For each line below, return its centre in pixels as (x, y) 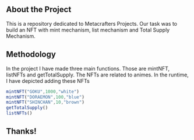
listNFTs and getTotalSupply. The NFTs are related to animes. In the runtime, (98, 75)
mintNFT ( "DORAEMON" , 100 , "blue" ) (45, 97)
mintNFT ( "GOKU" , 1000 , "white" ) (43, 92)
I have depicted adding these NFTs (48, 80)
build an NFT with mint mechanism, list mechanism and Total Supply (88, 30)
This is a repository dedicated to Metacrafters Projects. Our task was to (92, 23)
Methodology (31, 55)
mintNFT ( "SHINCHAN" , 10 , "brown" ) (45, 102)
